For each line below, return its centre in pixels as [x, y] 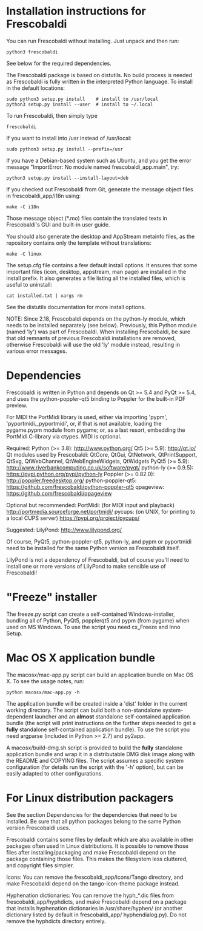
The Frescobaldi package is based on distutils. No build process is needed [99, 75]
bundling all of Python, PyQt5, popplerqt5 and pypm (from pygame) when [98, 620]
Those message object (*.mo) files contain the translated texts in [87, 218]
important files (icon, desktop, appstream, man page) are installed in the [96, 271]
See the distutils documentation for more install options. [76, 307]
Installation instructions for [76, 11]
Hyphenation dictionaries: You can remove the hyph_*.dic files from [90, 895]
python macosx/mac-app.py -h [43, 692]
